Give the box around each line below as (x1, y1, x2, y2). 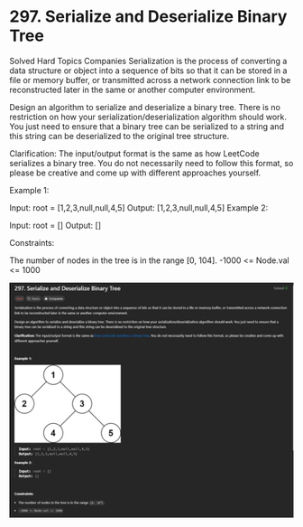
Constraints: (9, 237, 55, 248)
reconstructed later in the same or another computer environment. (9, 84, 255, 95)
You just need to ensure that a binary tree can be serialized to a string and (9, 120, 284, 132)
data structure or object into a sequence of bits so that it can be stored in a (9, 65, 288, 76)
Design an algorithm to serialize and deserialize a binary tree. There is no (9, 101, 281, 112)
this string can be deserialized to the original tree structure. (9, 130, 230, 141)
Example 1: (9, 184, 50, 195)
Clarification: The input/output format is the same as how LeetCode (9, 147, 260, 159)
